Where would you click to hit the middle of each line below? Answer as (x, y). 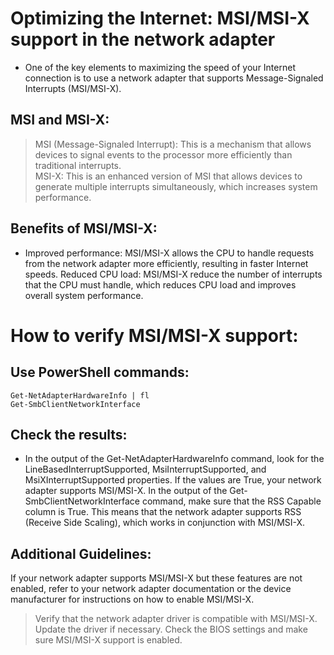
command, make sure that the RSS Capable (231, 501)
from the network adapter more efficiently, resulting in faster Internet (166, 263)
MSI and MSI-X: (60, 120)
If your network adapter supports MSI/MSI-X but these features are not (156, 578)
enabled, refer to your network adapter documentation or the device (151, 589)
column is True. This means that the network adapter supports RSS (163, 512)
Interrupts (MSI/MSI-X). (73, 88)
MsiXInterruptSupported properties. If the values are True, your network (173, 480)
